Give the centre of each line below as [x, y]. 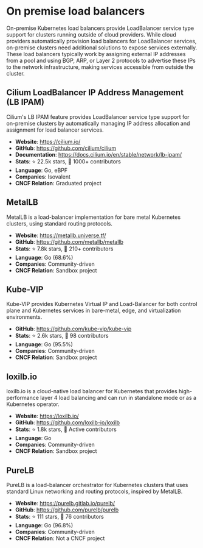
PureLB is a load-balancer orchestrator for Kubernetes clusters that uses [97, 485]
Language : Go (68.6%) [44, 257]
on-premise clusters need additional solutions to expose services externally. [102, 48]
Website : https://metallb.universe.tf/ [60, 235]
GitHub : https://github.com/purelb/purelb [67, 510]
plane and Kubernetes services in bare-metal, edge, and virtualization [94, 311]
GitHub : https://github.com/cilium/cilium [66, 148]
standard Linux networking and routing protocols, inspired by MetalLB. [95, 491]
